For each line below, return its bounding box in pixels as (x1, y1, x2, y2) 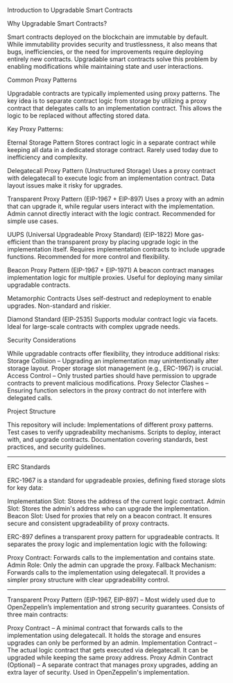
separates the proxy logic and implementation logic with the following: (7, 540, 208, 548)
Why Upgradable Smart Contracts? (7, 19, 107, 27)
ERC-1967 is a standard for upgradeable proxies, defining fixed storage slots (7, 476, 226, 484)
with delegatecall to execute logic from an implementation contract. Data (7, 174, 215, 182)
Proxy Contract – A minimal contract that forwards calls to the (7, 624, 183, 632)
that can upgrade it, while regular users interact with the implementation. (7, 202, 215, 211)
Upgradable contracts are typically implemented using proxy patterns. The (7, 90, 221, 97)
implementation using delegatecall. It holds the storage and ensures (7, 632, 201, 639)
